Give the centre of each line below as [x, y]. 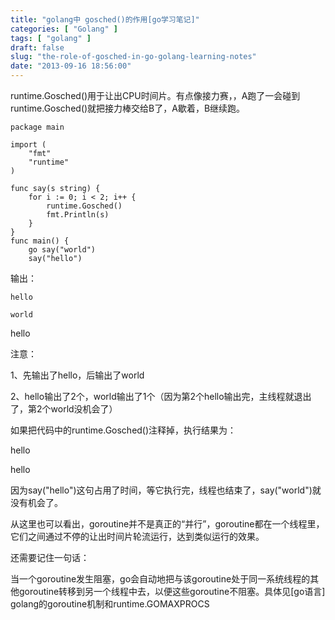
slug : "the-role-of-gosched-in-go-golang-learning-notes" [133, 57]
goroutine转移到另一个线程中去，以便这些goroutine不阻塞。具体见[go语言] [172, 591]
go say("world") [62, 250]
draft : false [37, 47]
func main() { [40, 241]
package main [37, 127]
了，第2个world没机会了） [64, 409]
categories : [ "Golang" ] [64, 29]
